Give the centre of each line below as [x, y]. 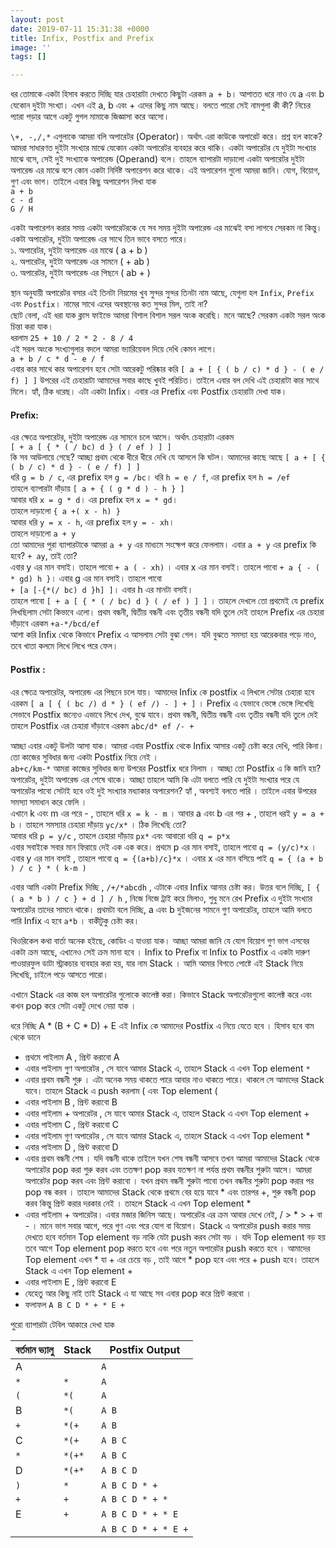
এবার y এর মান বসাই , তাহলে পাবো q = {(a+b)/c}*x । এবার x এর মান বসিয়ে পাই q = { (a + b [167, 858]
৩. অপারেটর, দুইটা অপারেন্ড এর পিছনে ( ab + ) [80, 273]
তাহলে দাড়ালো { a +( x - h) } [65, 511]
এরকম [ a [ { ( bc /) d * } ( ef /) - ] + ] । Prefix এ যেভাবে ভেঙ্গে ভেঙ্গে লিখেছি [162, 703]
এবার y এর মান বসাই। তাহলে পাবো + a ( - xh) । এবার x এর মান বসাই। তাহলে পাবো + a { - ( [165, 567]
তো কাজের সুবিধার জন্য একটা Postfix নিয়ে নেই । [84, 757]
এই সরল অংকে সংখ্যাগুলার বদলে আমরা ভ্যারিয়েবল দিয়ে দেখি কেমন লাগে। [114, 349]
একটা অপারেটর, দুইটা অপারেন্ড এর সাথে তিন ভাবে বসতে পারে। [99, 239]
